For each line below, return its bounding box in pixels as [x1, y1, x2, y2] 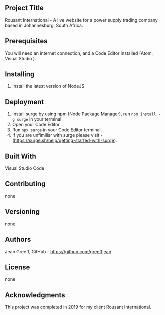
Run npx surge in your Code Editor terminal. [12, 127, 102, 133]
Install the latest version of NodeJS [12, 83, 85, 89]
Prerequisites [5, 37, 48, 45]
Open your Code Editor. [12, 122, 61, 128]
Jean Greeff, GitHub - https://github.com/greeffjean [5, 248, 111, 254]
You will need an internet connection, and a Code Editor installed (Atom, [5, 50, 153, 56]
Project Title [5, 4, 44, 12]
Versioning [5, 207, 40, 216]
